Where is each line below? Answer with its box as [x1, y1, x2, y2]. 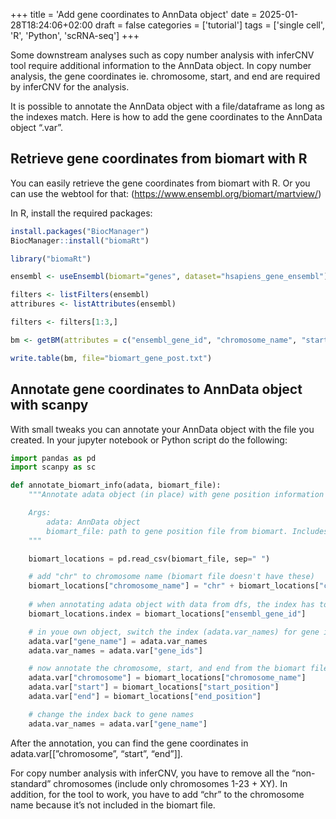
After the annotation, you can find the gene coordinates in [10, 737, 249, 749]
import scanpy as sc [10, 462, 97, 473]
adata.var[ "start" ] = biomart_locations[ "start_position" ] [28, 682, 280, 693]
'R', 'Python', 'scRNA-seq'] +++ [10, 30, 140, 41]
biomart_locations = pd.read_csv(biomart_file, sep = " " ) [28, 554, 271, 564]
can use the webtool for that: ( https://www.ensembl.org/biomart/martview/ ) [10, 187, 322, 199]
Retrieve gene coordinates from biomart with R [10, 150, 308, 168]
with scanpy [10, 397, 89, 414]
